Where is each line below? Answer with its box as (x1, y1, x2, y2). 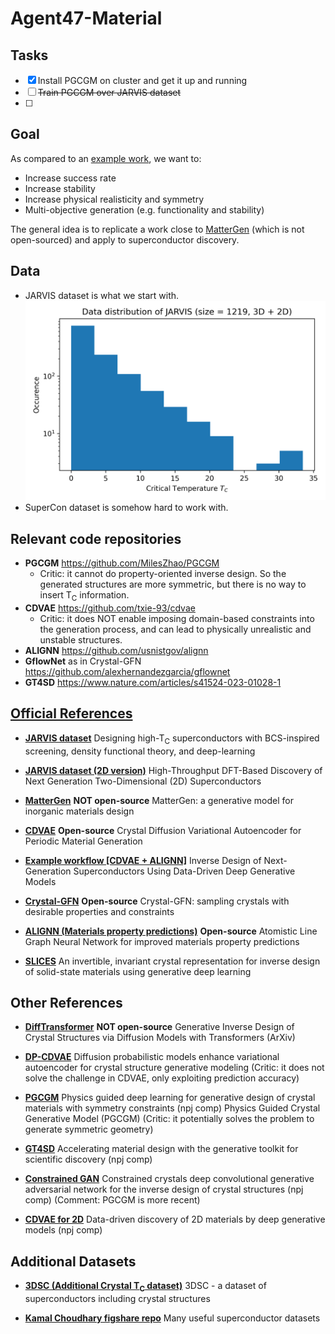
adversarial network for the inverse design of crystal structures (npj (24, 1183, 304, 1196)
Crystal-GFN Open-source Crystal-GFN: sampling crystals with (24, 895, 290, 907)
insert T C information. (39, 589, 130, 604)
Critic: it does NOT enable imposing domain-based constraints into (39, 613, 315, 625)
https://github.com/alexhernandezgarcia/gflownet (24, 666, 231, 678)
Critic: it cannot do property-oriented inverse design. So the (39, 568, 287, 580)
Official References (10, 705, 133, 722)
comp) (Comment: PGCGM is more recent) (24, 1194, 201, 1206)
